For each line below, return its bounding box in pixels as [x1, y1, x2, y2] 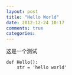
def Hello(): [6, 60, 38, 66]
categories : [6, 31, 35, 37]
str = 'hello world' [17, 64, 67, 71]
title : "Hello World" [6, 14, 60, 20]
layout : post [6, 8, 38, 15]
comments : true [6, 25, 44, 31]
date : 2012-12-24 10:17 [6, 19, 65, 25]
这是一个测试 [6, 48, 37, 55]
